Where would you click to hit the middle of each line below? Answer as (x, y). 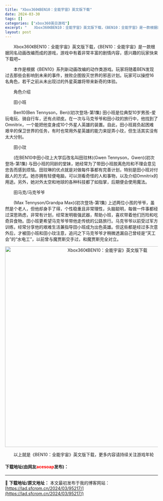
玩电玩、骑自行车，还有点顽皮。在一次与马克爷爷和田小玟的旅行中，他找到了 (81, 118)
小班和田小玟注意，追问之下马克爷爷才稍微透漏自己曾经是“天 (91, 233)
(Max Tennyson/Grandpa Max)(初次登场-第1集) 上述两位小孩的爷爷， (82, 202)
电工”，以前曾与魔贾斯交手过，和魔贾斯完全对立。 (71, 239)
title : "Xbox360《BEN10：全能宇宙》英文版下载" (49, 10)
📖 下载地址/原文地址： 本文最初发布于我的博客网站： (57, 483)
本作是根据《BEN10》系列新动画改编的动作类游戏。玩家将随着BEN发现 (84, 69)
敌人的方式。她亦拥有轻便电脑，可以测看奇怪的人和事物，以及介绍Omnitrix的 (81, 176)
